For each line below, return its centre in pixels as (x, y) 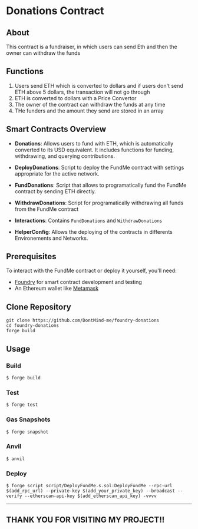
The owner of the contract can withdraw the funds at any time (90, 104)
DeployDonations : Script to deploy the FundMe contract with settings (99, 167)
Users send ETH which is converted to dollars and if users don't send (99, 85)
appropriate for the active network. (57, 173)
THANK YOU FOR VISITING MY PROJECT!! (85, 520)
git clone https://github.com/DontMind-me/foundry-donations (83, 320)
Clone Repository (39, 307)
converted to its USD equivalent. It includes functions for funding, (94, 150)
